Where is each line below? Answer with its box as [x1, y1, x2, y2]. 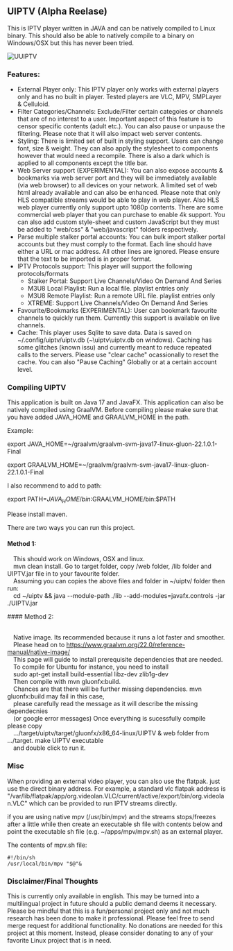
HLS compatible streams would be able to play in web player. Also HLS [17, 196, 220, 204]
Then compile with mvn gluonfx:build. [13, 678, 121, 686]
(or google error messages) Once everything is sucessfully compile [13, 714, 206, 723]
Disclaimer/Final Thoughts [7, 876, 98, 886]
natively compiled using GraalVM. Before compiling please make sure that [7, 406, 218, 414]
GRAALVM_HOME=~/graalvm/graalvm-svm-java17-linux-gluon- [27, 461, 209, 469]
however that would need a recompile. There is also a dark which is [17, 152, 210, 160]
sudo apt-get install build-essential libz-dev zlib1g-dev [13, 670, 169, 678]
